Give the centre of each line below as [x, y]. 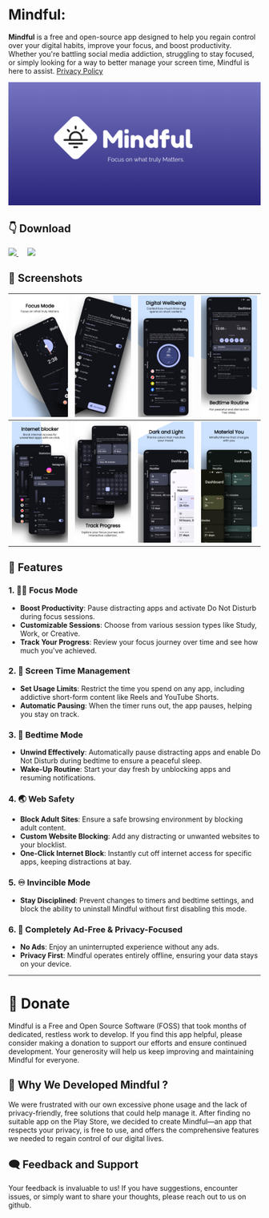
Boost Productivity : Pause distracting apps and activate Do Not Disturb [138, 608]
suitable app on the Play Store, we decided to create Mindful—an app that [130, 1121]
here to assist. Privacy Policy [56, 70]
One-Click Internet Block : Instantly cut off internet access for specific [136, 854]
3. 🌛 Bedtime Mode [46, 734]
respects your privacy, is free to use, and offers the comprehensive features [134, 1130]
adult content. [43, 828]
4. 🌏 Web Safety [42, 799]
